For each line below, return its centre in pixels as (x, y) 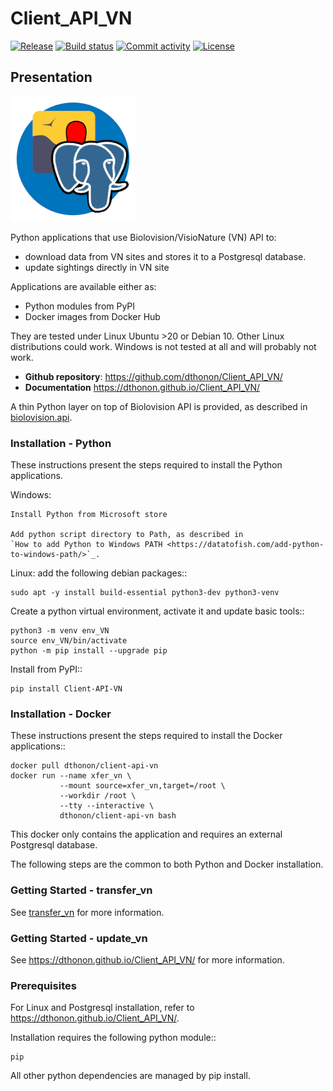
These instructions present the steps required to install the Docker (146, 736)
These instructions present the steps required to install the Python (146, 465)
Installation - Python (61, 443)
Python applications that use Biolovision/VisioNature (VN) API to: (143, 237)
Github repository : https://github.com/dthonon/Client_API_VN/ (153, 376)
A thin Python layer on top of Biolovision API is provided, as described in (159, 406)
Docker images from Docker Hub (92, 316)
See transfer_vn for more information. (87, 912)
